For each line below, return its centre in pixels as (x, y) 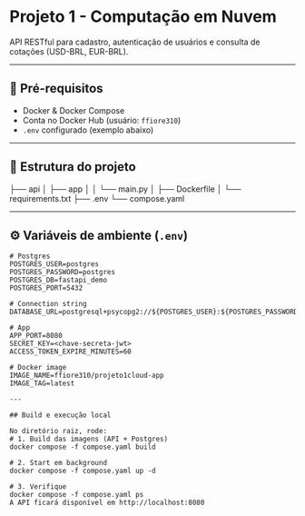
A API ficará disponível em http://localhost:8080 (107, 503)
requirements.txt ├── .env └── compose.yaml (97, 198)
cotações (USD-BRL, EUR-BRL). (69, 51)
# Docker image (38, 368)
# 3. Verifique (38, 487)
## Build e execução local (60, 415)
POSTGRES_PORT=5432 (46, 288)
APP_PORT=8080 (36, 336)
